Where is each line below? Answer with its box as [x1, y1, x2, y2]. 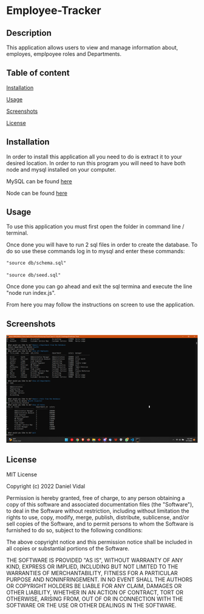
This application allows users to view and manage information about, [6, 44, 178, 51]
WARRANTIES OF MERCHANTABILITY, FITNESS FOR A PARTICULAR [6, 569, 178, 576]
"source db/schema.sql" [6, 260, 67, 266]
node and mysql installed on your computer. [6, 166, 117, 173]
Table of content [6, 68, 70, 78]
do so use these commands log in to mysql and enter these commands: [6, 248, 185, 255]
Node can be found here [6, 189, 68, 197]
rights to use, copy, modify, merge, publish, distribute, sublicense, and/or [6, 513, 189, 521]
